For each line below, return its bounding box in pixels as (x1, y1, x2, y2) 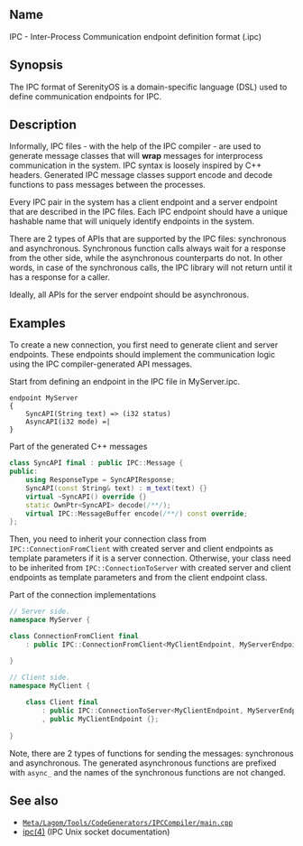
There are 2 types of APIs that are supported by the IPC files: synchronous (9, 234, 287, 245)
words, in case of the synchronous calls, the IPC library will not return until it (9, 262, 293, 274)
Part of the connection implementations (9, 590, 156, 600)
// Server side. (9, 607, 70, 617)
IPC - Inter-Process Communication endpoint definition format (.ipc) (9, 31, 262, 42)
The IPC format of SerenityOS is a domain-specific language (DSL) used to (9, 81, 288, 92)
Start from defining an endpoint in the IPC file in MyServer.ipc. (9, 377, 241, 387)
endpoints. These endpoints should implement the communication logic (9, 349, 276, 360)
